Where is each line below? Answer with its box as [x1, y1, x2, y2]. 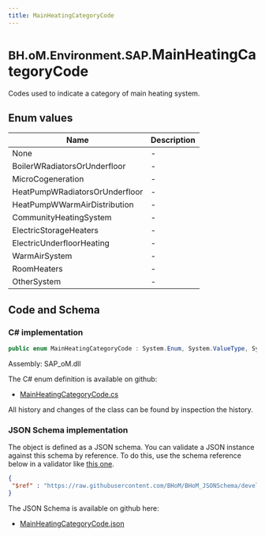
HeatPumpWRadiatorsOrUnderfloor [12, 186, 144, 197]
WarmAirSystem [12, 250, 73, 261]
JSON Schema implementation [8, 424, 129, 435]
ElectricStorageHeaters [12, 225, 99, 236]
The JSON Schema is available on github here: [8, 503, 159, 513]
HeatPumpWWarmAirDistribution [12, 199, 134, 210]
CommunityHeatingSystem [12, 212, 112, 223]
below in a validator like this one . [8, 459, 114, 469]
